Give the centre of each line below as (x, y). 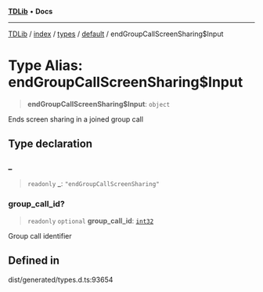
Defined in (34, 261)
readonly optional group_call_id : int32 (90, 221)
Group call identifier (40, 235)
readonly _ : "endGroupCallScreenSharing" (93, 183)
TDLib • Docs (31, 11)
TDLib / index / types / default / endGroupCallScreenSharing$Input (116, 34)
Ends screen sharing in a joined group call (76, 119)
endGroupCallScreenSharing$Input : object (99, 104)
